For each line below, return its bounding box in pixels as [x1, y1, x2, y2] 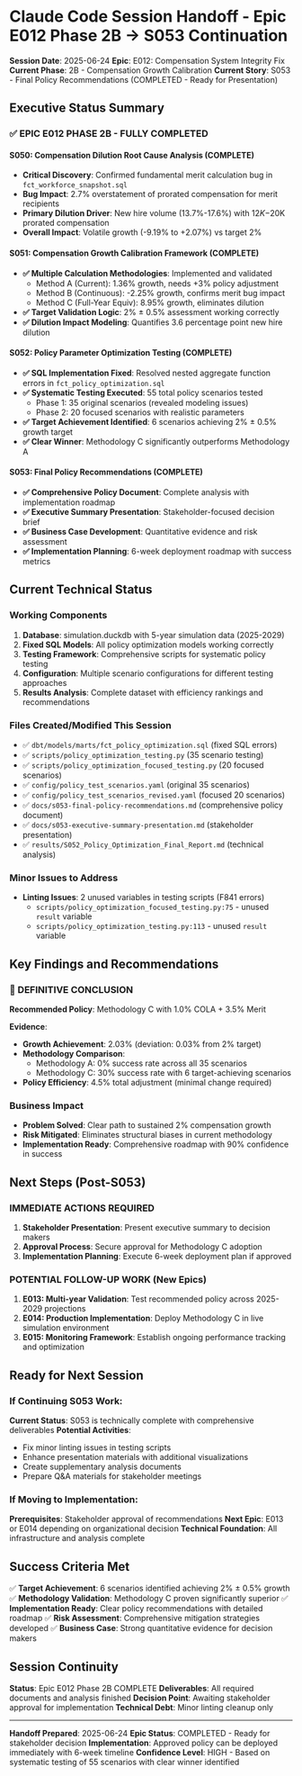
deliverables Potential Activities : [9, 1425, 132, 1435]
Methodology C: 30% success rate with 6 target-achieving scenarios [35, 1068, 292, 1078]
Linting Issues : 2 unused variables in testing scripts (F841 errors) [22, 892, 265, 903]
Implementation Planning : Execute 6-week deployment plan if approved [22, 1251, 292, 1262]
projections [44, 1303, 86, 1314]
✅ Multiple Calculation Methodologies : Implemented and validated [22, 267, 272, 278]
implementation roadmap [22, 497, 116, 508]
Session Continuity [9, 1659, 119, 1674]
